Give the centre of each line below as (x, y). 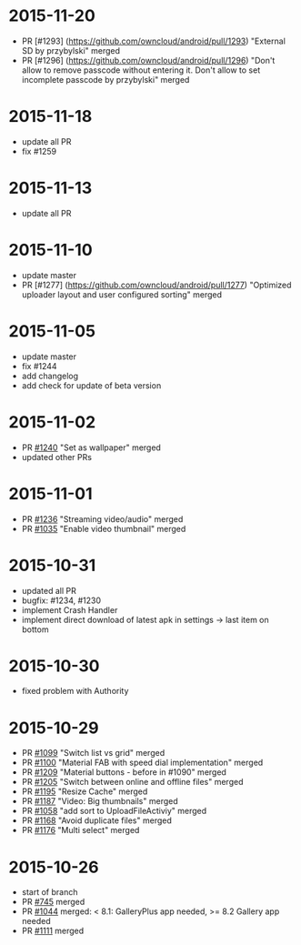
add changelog (50, 376)
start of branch (50, 892)
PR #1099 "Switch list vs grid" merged (93, 753)
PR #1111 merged (53, 931)
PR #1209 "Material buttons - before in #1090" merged (124, 772)
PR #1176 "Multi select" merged (80, 830)
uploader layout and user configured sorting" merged (122, 294)
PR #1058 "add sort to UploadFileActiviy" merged (114, 811)
